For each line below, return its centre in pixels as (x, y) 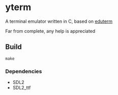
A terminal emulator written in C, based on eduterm (59, 21)
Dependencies (24, 71)
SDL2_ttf (22, 88)
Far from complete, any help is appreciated (50, 31)
